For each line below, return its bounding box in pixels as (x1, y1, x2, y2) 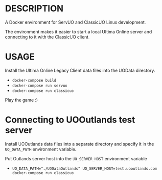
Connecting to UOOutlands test (5, 114, 136, 125)
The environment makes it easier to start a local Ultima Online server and (5, 29, 152, 34)
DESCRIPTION (5, 3, 64, 14)
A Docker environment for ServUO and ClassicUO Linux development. (5, 19, 146, 25)
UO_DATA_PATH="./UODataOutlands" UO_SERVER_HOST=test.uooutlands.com (12, 166, 158, 171)
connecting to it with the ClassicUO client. (5, 34, 90, 40)
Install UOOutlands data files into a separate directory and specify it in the (5, 141, 154, 147)
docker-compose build (12, 78, 56, 83)
